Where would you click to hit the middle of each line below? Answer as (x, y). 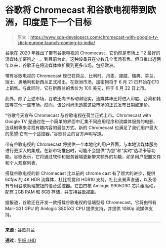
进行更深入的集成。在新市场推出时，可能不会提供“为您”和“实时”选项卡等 (78, 150)
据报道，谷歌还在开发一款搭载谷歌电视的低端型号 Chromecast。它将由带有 (81, 202)
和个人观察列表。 (22, 163)
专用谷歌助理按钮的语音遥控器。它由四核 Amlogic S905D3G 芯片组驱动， (83, 185)
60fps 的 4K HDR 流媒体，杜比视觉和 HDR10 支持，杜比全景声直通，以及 (79, 179)
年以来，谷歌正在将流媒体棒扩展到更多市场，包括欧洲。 (61, 65)
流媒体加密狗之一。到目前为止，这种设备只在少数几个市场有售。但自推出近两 (83, 59)
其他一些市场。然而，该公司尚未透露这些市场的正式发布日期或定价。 (83, 105)
